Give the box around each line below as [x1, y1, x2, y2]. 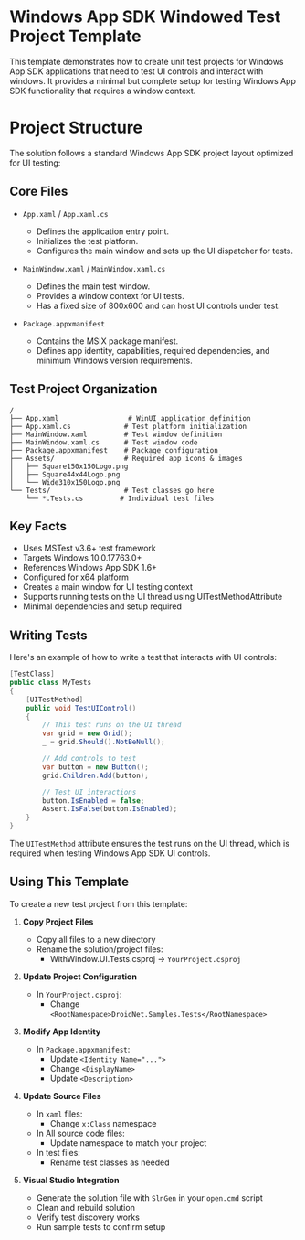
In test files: [36, 1147, 80, 1158]
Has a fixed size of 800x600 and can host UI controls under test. [36, 300, 280, 311]
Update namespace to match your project [49, 1137, 207, 1149]
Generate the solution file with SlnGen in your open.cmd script [36, 1192, 263, 1203]
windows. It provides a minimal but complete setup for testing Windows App [9, 75, 297, 86]
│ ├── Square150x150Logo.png [9, 462, 129, 471]
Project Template [9, 26, 142, 47]
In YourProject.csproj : [36, 989, 122, 999]
